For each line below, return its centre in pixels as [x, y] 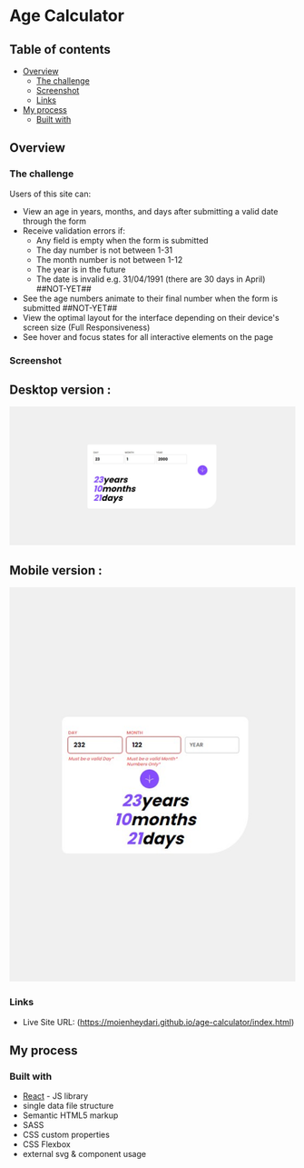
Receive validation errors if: [74, 230]
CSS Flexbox [46, 1144]
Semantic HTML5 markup [70, 1115]
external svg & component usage [84, 1154]
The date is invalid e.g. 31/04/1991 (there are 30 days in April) [151, 279]
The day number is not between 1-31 [104, 250]
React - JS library [55, 1096]
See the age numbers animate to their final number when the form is [150, 298]
